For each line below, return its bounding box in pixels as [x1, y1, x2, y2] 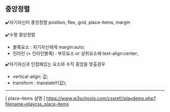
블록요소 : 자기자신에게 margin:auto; [12, 44, 85, 50]
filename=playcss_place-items [5, 101, 69, 107]
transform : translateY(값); [12, 80, 67, 86]
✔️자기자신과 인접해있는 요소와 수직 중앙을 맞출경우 [5, 61, 106, 67]
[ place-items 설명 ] [5, 95, 46, 101]
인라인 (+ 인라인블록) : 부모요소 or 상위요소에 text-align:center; [12, 50, 139, 56]
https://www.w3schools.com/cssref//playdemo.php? [46, 95, 156, 101]
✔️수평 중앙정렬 [5, 31, 35, 38]
